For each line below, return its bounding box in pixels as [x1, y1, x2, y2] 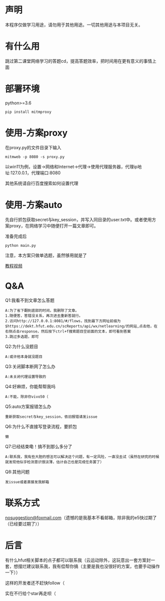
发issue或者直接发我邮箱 [5, 479, 49, 484]
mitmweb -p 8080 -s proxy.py [5, 154, 65, 159]
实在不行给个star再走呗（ [5, 590, 56, 596]
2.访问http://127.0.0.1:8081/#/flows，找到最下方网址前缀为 [5, 318, 121, 323]
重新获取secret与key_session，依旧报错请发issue [5, 414, 98, 419]
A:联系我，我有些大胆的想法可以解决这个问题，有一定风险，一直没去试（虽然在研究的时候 [5, 454, 160, 459]
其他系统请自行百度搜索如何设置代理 [5, 180, 79, 186]
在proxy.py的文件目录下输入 [5, 144, 61, 150]
